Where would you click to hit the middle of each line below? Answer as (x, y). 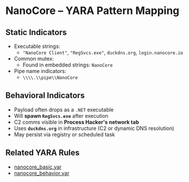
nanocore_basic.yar (38, 167)
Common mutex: (34, 59)
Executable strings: (37, 46)
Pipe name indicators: (40, 71)
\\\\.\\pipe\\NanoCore (50, 78)
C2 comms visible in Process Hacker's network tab (76, 122)
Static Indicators (36, 32)
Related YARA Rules (43, 153)
